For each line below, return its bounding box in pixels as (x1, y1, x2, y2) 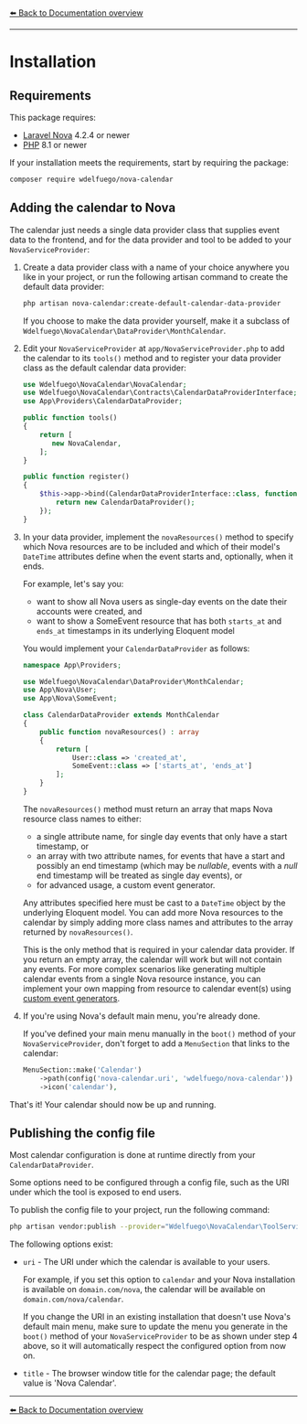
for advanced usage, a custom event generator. (36, 879, 216, 890)
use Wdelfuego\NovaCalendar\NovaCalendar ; (22, 380, 187, 389)
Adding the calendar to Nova (9, 200, 176, 216)
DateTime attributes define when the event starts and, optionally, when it (22, 551, 294, 562)
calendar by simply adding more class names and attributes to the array (22, 916, 294, 927)
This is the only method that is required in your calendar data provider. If (22, 944, 295, 955)
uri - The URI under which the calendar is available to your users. (22, 1257, 270, 1268)
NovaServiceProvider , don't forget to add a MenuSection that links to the (22, 1037, 291, 1049)
